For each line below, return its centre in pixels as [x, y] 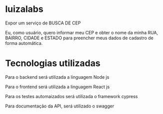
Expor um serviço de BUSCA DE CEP [43, 23]
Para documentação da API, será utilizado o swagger [60, 106]
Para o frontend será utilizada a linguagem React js [57, 87]
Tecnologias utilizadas [53, 63]
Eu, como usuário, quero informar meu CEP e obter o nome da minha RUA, [82, 32]
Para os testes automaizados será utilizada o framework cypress [72, 96]
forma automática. [24, 43]
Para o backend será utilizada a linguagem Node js [57, 77]
